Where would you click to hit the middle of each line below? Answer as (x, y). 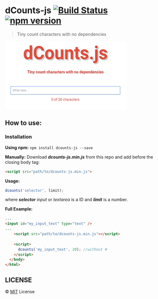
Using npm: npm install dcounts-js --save (49, 147)
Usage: (13, 181)
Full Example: (19, 209)
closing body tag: (22, 162)
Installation (19, 137)
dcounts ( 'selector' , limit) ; (34, 190)
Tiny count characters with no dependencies (62, 34)
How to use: (24, 123)
